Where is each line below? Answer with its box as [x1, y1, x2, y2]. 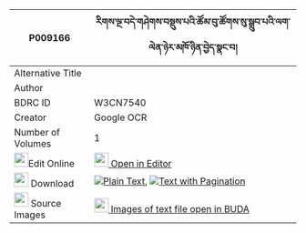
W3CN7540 [94, 96, 147, 108]
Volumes [14, 137, 52, 149]
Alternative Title [14, 67, 82, 79]
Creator [14, 111, 47, 124]
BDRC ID [14, 96, 52, 108]
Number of [14, 127, 61, 138]
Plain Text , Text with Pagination [103, 175, 246, 187]
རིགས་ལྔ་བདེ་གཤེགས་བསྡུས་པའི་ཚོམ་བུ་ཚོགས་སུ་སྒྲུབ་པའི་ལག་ [95, 15, 291, 28]
